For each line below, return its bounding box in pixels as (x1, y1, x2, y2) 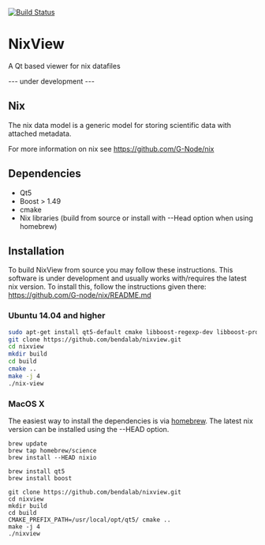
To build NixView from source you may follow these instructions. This (8, 265, 233, 275)
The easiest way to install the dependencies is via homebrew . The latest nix (8, 415, 254, 426)
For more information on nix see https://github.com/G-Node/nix (8, 144, 215, 153)
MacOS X (8, 398, 45, 409)
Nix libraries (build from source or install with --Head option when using (19, 213, 254, 223)
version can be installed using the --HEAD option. (8, 424, 170, 434)
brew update (8, 439, 47, 448)
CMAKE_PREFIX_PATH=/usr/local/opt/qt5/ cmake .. (8, 516, 171, 524)
